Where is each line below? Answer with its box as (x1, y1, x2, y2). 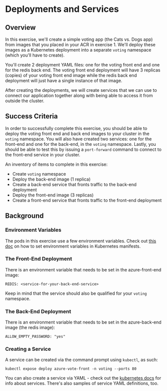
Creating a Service (5, 346, 51, 353)
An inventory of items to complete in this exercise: (5, 161, 108, 167)
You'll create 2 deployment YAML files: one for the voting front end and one (5, 62, 160, 67)
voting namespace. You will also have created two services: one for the (5, 135, 152, 142)
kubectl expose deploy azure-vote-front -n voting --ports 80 (5, 366, 137, 372)
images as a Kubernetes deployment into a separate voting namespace (5, 47, 152, 53)
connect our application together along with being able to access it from (5, 93, 153, 98)
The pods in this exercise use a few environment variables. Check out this (5, 238, 157, 244)
